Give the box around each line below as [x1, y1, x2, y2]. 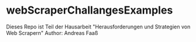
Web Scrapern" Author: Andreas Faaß [6, 29, 99, 36]
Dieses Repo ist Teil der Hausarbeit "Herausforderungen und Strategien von [6, 23, 191, 30]
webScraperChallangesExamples [6, 4, 173, 17]
